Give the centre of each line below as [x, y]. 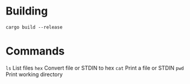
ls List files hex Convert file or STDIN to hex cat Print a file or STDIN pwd [95, 68]
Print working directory [34, 74]
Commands [35, 51]
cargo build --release [34, 27]
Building [27, 11]
